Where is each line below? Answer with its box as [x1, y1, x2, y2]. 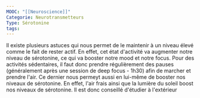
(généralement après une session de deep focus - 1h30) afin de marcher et [6, 67, 191, 75]
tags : [6, 25, 20, 32]
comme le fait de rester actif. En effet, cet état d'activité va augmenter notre [6, 48, 193, 56]
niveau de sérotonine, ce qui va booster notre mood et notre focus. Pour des [6, 54, 195, 62]
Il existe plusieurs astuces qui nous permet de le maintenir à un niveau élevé [6, 42, 194, 49]
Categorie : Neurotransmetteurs [6, 14, 84, 20]
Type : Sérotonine [6, 20, 50, 26]
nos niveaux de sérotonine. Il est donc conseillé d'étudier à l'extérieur [6, 86, 177, 93]
